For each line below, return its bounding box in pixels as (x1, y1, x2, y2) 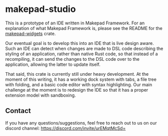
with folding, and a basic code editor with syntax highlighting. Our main (5, 81, 152, 88)
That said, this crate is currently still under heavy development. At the (5, 71, 149, 77)
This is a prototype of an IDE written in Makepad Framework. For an (5, 20, 145, 26)
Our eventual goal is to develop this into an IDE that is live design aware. (5, 40, 154, 46)
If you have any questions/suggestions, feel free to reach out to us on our (5, 120, 157, 126)
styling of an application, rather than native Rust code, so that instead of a (5, 51, 158, 57)
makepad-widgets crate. (5, 30, 56, 36)
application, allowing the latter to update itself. (5, 61, 101, 67)
